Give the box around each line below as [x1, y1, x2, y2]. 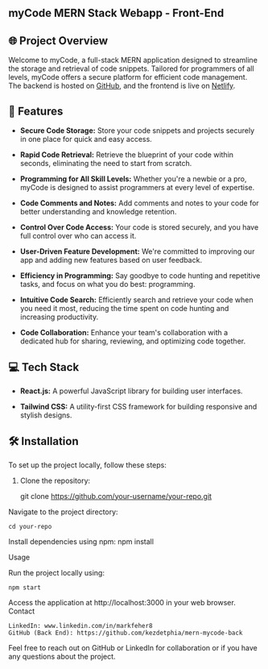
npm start [8, 584, 42, 592]
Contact [8, 606, 35, 616]
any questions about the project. [8, 651, 116, 661]
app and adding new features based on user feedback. [19, 256, 203, 265]
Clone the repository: [19, 476, 91, 485]
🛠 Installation [8, 434, 79, 448]
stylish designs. [19, 410, 72, 420]
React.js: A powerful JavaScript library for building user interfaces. [19, 386, 243, 396]
